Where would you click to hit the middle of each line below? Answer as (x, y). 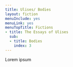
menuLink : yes (19, 23)
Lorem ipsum (18, 59)
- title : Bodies (26, 41)
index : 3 (23, 46)
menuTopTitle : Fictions (29, 28)
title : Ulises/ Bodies (28, 9)
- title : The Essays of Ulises (37, 32)
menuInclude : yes (23, 18)
